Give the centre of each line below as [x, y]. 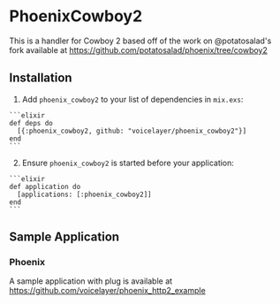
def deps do [31, 123]
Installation [41, 78]
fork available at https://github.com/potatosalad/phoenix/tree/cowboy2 [138, 49]
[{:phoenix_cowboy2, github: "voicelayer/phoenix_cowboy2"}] [132, 131]
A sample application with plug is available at [91, 281]
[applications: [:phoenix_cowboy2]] [84, 194]
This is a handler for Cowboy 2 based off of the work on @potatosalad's [140, 41]
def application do [45, 186]
